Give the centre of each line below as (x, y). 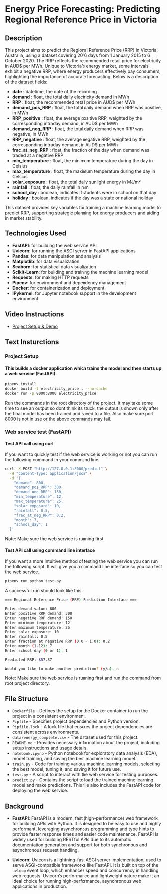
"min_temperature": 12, (39, 497)
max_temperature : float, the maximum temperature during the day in (84, 171)
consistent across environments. (46, 732)
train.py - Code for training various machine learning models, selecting (86, 764)
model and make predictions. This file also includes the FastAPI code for (86, 785)
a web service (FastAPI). (31, 373)
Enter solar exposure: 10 (32, 632)
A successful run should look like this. (44, 591)
